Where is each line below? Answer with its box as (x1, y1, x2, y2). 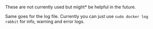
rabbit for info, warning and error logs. (5, 19, 85, 24)
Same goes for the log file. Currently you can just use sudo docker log (5, 14, 149, 19)
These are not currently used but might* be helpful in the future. (5, 4, 136, 10)
